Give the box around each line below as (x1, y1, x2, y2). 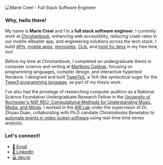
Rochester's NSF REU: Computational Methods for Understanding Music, (5, 99, 152, 105)
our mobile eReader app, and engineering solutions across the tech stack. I (5, 38, 157, 44)
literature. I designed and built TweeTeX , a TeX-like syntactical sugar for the (5, 74, 158, 80)
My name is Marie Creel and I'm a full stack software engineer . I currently (5, 28, 156, 34)
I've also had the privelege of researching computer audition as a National (5, 89, 154, 95)
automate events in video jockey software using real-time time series (5, 115, 144, 121)
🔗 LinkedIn (12, 149, 34, 155)
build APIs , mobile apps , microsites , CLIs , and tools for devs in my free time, (5, 44, 159, 50)
